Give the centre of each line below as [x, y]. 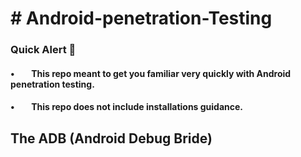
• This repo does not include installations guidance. [127, 107]
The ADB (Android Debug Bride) [111, 138]
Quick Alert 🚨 [43, 50]
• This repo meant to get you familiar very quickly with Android [151, 73]
